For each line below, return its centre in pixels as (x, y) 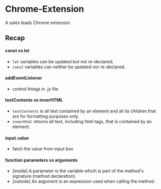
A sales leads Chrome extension (38, 23)
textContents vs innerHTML (34, 100)
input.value (17, 138)
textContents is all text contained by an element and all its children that (84, 111)
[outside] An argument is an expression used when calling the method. (84, 181)
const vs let (17, 51)
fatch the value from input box (43, 149)
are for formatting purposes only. (46, 116)
